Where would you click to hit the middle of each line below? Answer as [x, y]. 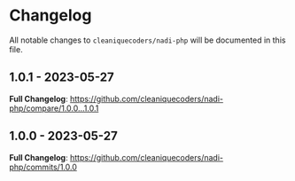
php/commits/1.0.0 [43, 167]
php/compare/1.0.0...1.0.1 [54, 108]
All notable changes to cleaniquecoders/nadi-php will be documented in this [147, 40]
